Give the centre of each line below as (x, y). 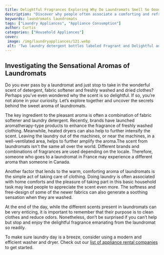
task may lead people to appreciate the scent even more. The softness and (80, 187)
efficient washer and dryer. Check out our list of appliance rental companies (82, 242)
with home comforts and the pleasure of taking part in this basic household (81, 182)
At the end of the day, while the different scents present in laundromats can (81, 207)
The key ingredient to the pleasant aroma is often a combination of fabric (78, 115)
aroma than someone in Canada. (38, 162)
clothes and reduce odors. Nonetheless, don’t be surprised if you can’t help (81, 217)
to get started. (19, 248)
